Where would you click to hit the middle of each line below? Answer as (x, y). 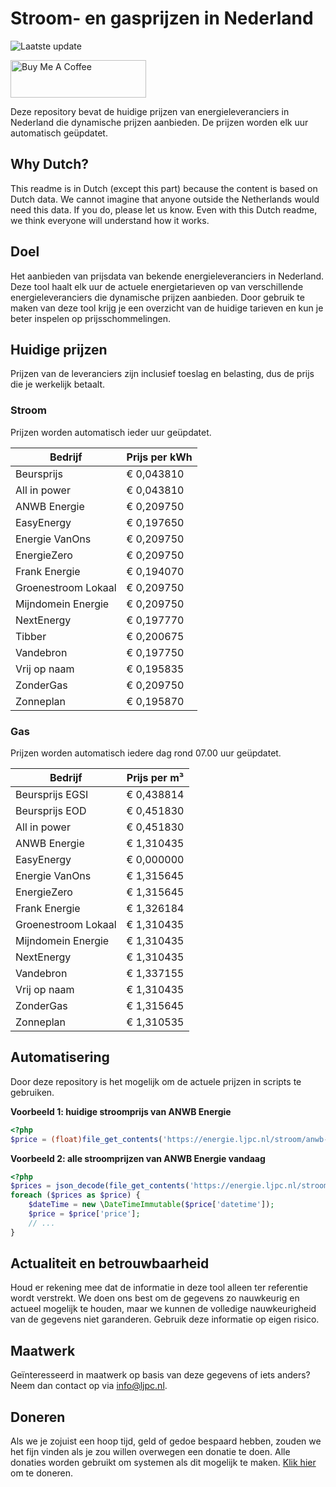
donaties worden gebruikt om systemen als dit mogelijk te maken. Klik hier (163, 1463)
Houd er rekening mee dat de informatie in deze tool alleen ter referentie (159, 1288)
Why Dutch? (50, 164)
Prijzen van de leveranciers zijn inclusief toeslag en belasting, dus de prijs (162, 374)
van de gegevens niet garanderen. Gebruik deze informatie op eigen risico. (165, 1319)
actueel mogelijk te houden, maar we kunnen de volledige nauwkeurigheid (163, 1309)
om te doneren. (42, 1473)
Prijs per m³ (155, 777)
